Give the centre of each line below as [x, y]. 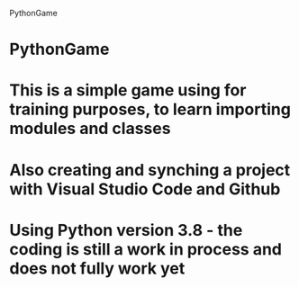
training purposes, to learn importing [150, 109]
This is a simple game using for [128, 90]
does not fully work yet [97, 268]
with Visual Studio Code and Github [145, 189]
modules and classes [90, 129]
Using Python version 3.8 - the [126, 230]
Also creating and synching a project [150, 170]
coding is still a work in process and [145, 249]
